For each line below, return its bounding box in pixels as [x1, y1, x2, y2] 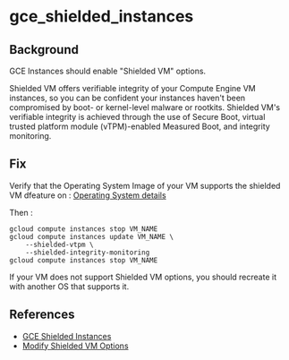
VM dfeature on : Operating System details [9, 190, 167, 201]
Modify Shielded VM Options [21, 340, 129, 351]
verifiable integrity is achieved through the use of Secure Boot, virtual [9, 112, 266, 122]
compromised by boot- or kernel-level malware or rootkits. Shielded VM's [9, 102, 280, 113]
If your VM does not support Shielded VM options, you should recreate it [9, 271, 277, 282]
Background [9, 42, 79, 57]
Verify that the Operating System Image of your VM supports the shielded [9, 180, 281, 191]
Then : [9, 207, 33, 218]
